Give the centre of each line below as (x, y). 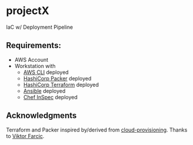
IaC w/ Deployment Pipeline (40, 27)
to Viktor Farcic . (25, 136)
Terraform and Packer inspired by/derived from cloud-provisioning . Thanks (97, 130)
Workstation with (35, 66)
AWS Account (31, 59)
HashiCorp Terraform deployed (61, 85)
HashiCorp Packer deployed (57, 78)
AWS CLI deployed (46, 72)
